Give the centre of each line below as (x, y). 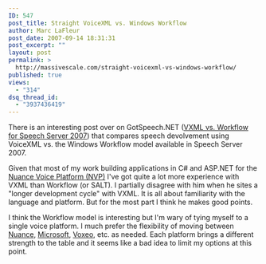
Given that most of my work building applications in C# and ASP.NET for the (133, 168)
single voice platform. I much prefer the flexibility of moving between (121, 226)
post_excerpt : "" (37, 45)
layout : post (30, 53)
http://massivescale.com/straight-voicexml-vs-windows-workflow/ (126, 68)
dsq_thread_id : (33, 97)
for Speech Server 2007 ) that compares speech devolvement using (119, 136)
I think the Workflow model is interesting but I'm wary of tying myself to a (128, 218)
